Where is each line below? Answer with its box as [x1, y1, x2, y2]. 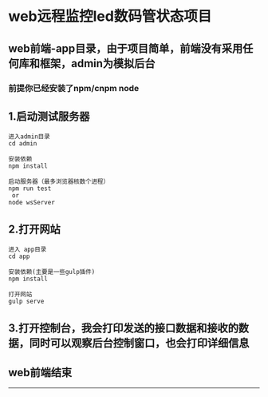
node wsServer [8, 199, 56, 207]
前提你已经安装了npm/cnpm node [8, 82, 140, 93]
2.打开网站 [8, 222, 61, 236]
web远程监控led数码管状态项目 [8, 7, 212, 26]
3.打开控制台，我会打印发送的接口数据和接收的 [8, 321, 239, 335]
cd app [8, 252, 30, 260]
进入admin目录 [8, 133, 50, 141]
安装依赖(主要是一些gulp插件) [8, 268, 96, 276]
